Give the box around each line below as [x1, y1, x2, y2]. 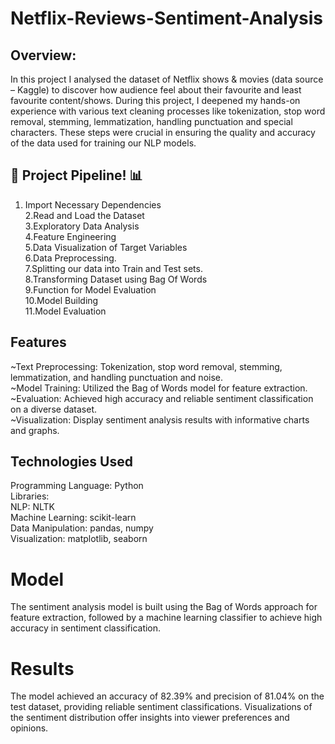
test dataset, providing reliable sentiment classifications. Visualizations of [10, 701, 313, 713]
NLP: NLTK [10, 501, 55, 513]
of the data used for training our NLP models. [10, 137, 197, 149]
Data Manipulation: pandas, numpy [10, 522, 154, 534]
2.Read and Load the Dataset [24, 209, 145, 221]
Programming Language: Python [10, 480, 144, 492]
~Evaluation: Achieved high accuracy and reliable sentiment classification [10, 392, 314, 404]
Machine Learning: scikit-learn [10, 512, 137, 524]
